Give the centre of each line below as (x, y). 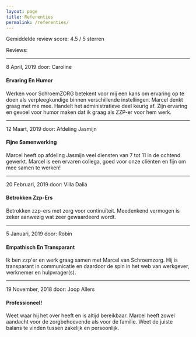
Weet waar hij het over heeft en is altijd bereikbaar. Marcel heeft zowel (90, 315)
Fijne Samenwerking (32, 142)
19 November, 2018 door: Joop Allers (50, 289)
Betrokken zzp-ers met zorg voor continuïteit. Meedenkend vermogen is (93, 210)
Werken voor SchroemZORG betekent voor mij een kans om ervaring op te (95, 93)
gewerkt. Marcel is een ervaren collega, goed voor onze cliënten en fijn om (96, 161)
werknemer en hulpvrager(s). (41, 273)
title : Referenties (30, 17)
